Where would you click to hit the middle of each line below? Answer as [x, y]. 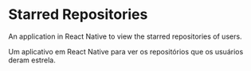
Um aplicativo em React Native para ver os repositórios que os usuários [126, 51]
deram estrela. [32, 60]
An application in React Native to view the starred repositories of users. [125, 36]
